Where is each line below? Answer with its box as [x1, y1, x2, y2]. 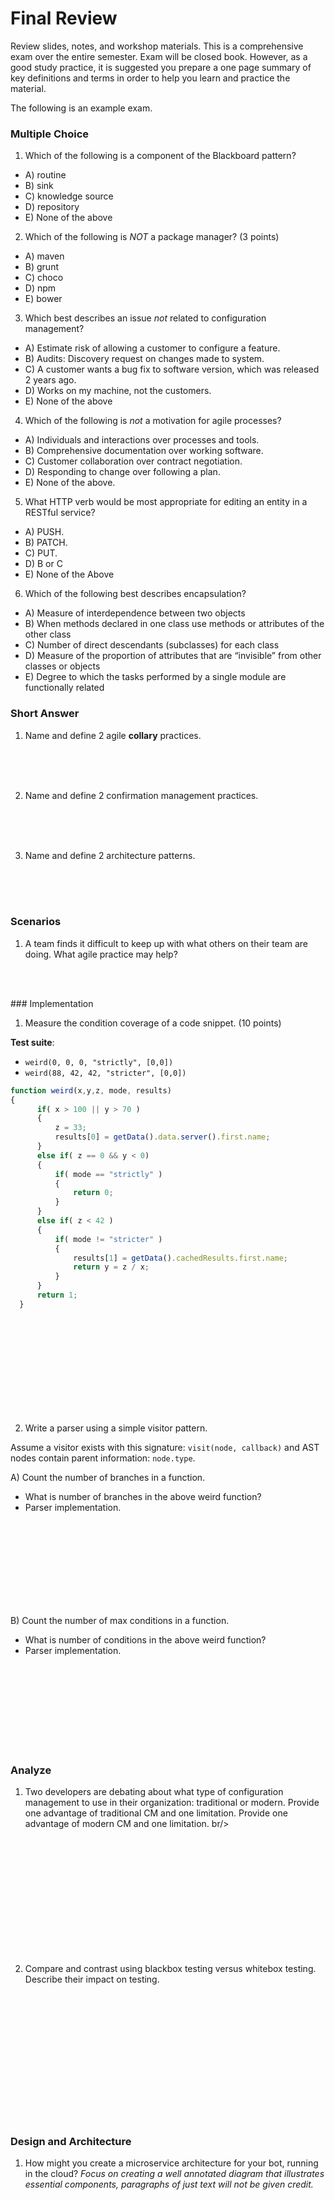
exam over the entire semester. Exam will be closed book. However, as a [10, 50, 308, 62]
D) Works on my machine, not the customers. [24, 385, 212, 397]
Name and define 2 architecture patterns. [24, 849, 196, 861]
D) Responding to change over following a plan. [24, 466, 221, 478]
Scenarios [10, 915, 62, 929]
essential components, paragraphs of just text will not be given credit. [24, 2178, 314, 2191]
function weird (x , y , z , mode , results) [10, 1085, 172, 1096]
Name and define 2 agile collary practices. [24, 729, 202, 741]
